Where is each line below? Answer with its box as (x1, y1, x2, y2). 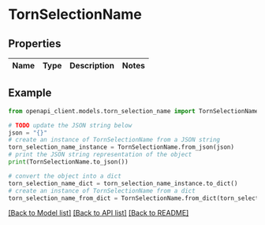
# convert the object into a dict (8, 172, 122, 180)
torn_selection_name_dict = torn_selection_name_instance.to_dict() (8, 179, 238, 187)
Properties (8, 37, 62, 50)
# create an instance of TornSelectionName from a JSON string (8, 136, 221, 144)
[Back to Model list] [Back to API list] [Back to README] (8, 208, 189, 218)
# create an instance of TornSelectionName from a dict (8, 186, 196, 194)
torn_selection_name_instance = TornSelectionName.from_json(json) (8, 143, 235, 151)
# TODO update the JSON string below (8, 121, 132, 129)
